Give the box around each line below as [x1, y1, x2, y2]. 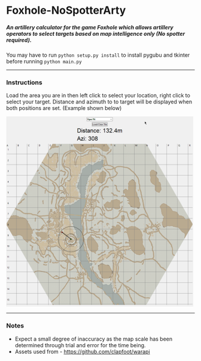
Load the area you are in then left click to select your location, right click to [6, 92, 190, 99]
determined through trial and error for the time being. [14, 341, 146, 348]
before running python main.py [6, 58, 82, 65]
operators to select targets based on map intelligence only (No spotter [6, 30, 185, 37]
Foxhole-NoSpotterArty [6, 4, 126, 17]
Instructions [6, 78, 43, 87]
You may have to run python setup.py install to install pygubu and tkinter [6, 51, 190, 59]
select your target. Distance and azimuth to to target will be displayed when [6, 98, 193, 105]
